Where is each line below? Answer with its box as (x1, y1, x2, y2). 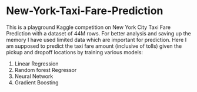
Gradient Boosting (14, 78, 59, 86)
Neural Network (14, 73, 54, 80)
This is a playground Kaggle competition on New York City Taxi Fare (6, 24, 171, 31)
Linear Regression (14, 60, 59, 67)
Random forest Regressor (14, 66, 77, 73)
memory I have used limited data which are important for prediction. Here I (6, 36, 187, 43)
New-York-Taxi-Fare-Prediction (6, 4, 163, 18)
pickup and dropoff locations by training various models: (6, 48, 143, 55)
